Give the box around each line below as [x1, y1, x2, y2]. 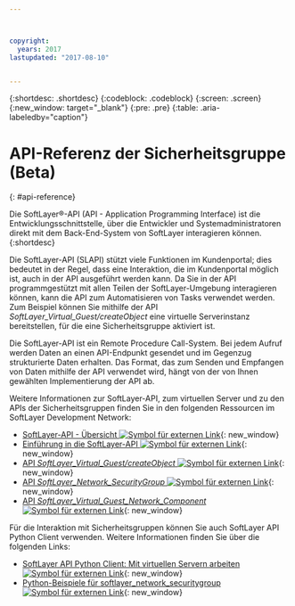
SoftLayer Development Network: [9, 412, 132, 423]
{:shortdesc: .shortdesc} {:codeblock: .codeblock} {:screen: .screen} [9, 93, 262, 103]
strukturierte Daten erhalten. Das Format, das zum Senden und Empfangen [9, 357, 284, 368]
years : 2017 [17, 45, 62, 53]
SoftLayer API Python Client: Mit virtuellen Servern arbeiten [21, 559, 241, 569]
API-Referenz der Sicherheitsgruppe [9, 143, 287, 163]
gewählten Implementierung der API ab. [9, 376, 155, 387]
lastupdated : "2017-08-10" [9, 53, 110, 62]
